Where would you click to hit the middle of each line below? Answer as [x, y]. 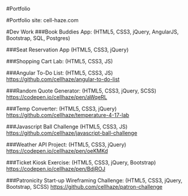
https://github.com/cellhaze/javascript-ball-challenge [72, 133]
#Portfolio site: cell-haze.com [42, 20]
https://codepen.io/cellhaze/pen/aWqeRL [57, 97]
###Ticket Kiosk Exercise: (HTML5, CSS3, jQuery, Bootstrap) [81, 163]
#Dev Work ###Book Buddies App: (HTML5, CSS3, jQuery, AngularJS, [93, 32]
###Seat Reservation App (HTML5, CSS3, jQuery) [67, 50]
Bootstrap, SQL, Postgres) [38, 38]
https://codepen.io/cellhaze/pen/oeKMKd [57, 151]
